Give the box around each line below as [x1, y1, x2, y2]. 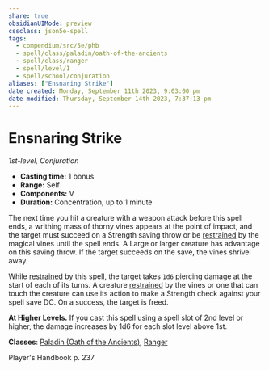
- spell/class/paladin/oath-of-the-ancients [15, 49, 168, 57]
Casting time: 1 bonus [19, 171, 95, 182]
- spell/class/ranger [15, 57, 89, 65]
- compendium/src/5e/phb [15, 42, 99, 50]
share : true [8, 11, 48, 20]
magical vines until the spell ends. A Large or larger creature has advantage [8, 239, 260, 249]
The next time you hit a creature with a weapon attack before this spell [8, 213, 243, 223]
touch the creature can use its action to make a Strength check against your [8, 288, 261, 299]
